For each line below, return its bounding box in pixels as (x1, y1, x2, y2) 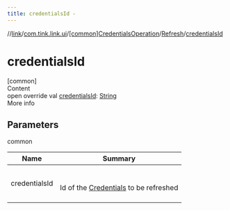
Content (7, 84, 31, 92)
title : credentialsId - (7, 10, 76, 17)
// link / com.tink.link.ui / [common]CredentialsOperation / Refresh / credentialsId (7, 29, 224, 38)
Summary (102, 154, 136, 163)
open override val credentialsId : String (7, 91, 117, 99)
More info (7, 99, 35, 107)
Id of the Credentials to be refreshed (60, 183, 179, 193)
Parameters (7, 119, 59, 131)
